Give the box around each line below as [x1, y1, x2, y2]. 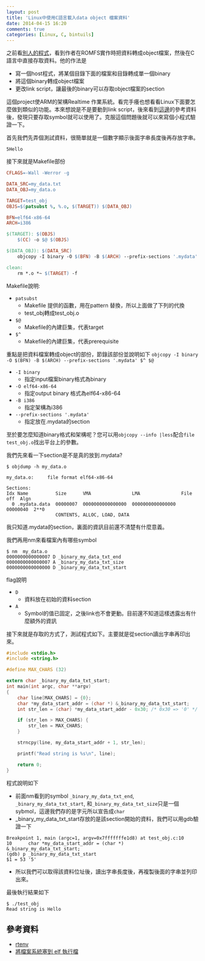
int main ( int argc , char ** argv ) [6, 683, 92, 690]
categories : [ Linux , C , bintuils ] [6, 32, 95, 38]
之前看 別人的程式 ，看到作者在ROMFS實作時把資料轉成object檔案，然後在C [6, 50, 195, 57]
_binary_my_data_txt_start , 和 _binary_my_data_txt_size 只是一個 [15, 800, 179, 807]
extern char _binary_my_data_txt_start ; [6, 678, 111, 684]
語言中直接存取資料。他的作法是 [6, 57, 87, 64]
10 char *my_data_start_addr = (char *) [6, 840, 124, 847]
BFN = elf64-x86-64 [6, 215, 51, 221]
